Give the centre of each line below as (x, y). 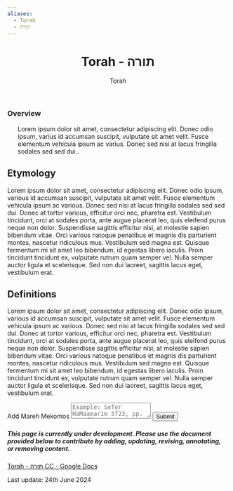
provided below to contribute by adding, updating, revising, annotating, (114, 441)
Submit (165, 417)
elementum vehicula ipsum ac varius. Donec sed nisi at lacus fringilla (117, 144)
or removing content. (39, 448)
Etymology (32, 174)
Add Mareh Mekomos (39, 416)
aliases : (20, 14)
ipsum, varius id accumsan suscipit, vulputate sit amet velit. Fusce (113, 136)
